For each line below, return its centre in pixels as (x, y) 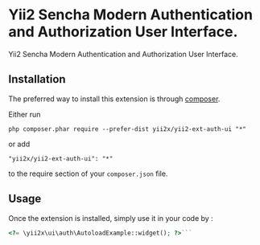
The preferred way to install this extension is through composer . (114, 99)
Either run (25, 114)
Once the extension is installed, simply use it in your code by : (111, 218)
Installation (37, 79)
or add (19, 144)
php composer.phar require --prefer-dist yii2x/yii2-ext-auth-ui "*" (128, 129)
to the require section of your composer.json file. (88, 174)
